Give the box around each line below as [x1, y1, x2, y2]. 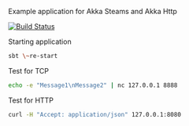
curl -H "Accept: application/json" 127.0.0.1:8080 [8, 110, 181, 118]
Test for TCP [8, 66, 50, 75]
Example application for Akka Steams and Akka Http [8, 7, 177, 16]
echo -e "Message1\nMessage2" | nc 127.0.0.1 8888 [8, 81, 178, 89]
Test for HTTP [8, 95, 54, 105]
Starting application [8, 37, 72, 46]
